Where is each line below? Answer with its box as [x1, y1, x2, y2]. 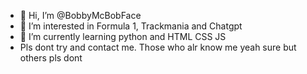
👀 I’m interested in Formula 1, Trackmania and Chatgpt [19, 20, 243, 32]
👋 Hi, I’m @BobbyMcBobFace [19, 10, 142, 21]
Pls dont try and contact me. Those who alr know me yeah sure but [19, 41, 297, 53]
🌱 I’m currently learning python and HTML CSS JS [19, 31, 227, 42]
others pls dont [19, 52, 83, 64]
